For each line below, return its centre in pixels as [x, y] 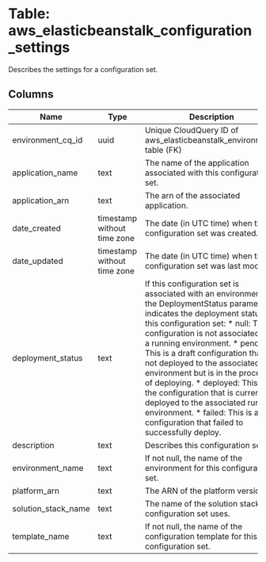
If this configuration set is [192, 284]
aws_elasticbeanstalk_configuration [130, 31]
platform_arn [36, 491]
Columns [31, 95]
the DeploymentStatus [186, 304]
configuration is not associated [202, 333]
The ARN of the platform [190, 491]
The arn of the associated [193, 195]
